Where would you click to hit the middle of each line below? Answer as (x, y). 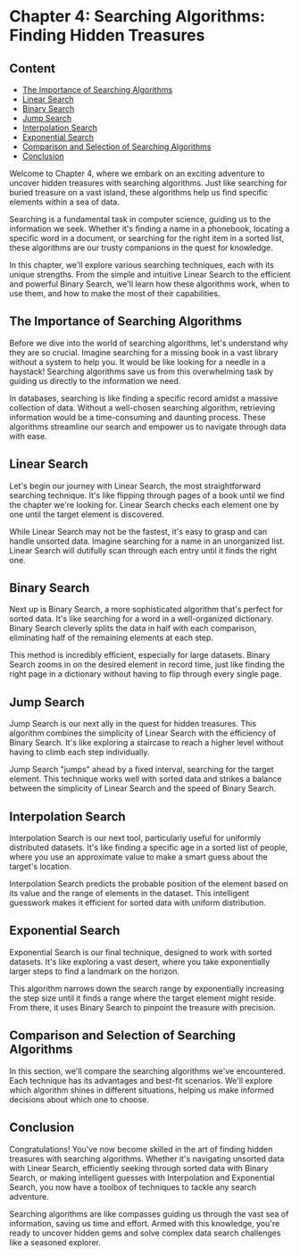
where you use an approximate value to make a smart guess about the (138, 857)
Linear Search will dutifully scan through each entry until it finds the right (143, 550)
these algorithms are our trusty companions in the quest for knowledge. (142, 248)
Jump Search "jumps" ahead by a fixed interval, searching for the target (142, 769)
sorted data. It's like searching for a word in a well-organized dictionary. (142, 619)
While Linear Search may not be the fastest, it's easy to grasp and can (138, 531)
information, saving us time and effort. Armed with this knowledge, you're (145, 1223)
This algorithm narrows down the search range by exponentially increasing (147, 988)
